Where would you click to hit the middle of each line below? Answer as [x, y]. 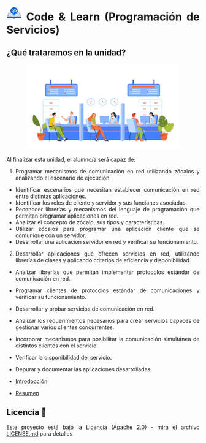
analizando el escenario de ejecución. [63, 178]
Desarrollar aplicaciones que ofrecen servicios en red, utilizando [107, 254]
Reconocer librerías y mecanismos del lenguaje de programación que [107, 209]
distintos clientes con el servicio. [56, 346]
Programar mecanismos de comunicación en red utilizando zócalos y [107, 171]
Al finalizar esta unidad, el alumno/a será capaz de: [71, 159]
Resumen [27, 393]
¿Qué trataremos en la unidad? [66, 52]
